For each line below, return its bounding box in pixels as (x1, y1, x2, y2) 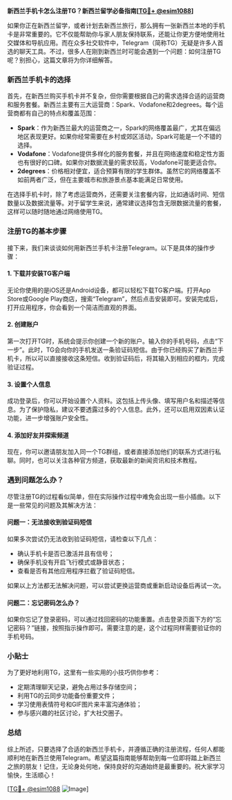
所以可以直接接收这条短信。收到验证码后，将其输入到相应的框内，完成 (25, 354, 225, 362)
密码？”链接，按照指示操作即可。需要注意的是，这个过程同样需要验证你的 (12, 624, 222, 632)
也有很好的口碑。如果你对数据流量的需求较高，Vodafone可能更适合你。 (17, 158, 221, 166)
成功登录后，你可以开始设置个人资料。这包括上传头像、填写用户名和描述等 (7, 397, 219, 405)
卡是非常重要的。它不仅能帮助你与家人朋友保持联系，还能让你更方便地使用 (7, 30, 219, 38)
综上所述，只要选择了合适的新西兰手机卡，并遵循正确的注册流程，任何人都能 (7, 745, 225, 753)
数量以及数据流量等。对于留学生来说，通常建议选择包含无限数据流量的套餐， (7, 199, 225, 207)
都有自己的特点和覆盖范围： (19, 109, 98, 117)
